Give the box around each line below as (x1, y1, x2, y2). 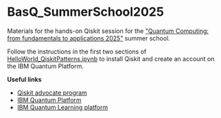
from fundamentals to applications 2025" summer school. (7, 34, 170, 42)
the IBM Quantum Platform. (7, 62, 84, 70)
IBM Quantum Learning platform (16, 103, 108, 111)
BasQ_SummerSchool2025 (7, 4, 165, 20)
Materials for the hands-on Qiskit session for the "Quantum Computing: (7, 27, 209, 35)
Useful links (7, 75, 43, 83)
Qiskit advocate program (16, 88, 87, 97)
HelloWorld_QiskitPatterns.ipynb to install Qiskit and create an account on (7, 54, 215, 62)
